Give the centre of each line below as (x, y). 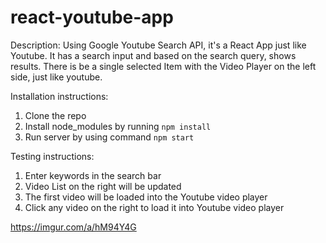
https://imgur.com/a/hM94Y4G (73, 227)
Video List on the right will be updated (103, 186)
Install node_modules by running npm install (118, 126)
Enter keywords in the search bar (93, 175)
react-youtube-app (92, 17)
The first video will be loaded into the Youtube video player (146, 197)
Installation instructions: (59, 96)
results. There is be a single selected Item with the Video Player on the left (163, 66)
